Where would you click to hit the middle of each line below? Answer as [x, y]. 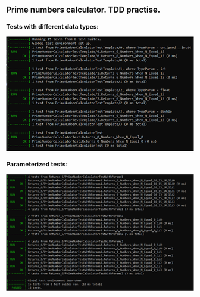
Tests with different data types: [53, 27]
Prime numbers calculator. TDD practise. [83, 10]
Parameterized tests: [37, 165]
